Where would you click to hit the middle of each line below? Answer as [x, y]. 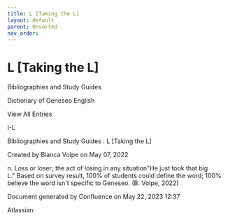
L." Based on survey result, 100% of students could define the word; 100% [114, 176]
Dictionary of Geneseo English [51, 101]
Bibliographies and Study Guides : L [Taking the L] [79, 141]
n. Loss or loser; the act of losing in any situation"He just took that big [108, 168]
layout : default [31, 20]
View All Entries [30, 114]
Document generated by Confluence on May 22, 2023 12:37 [94, 197]
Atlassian [20, 210]
